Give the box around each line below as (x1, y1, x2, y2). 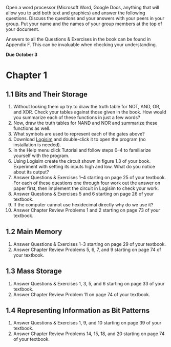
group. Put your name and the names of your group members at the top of (6, 21, 163, 27)
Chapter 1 (6, 69, 48, 81)
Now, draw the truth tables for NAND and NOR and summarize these (13, 120, 158, 126)
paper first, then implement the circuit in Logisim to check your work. (13, 185, 159, 191)
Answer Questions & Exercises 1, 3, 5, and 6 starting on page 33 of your (13, 280, 165, 286)
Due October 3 (6, 51, 38, 57)
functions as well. (13, 125, 51, 131)
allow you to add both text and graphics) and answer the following (6, 10, 145, 16)
